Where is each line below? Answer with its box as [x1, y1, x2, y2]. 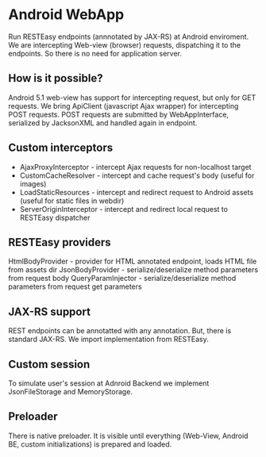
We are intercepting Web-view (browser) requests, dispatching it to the [8, 40, 241, 49]
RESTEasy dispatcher [19, 213, 91, 222]
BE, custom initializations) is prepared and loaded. [8, 439, 172, 449]
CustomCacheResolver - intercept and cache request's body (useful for [19, 171, 255, 180]
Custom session [8, 357, 91, 371]
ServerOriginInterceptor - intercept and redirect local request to [19, 204, 229, 213]
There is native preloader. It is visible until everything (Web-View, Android [8, 431, 249, 440]
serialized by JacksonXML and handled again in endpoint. [8, 117, 198, 128]
